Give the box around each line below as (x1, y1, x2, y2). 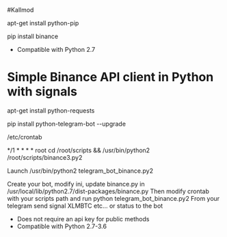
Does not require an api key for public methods (16, 214, 150, 223)
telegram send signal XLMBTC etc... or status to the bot (7, 201, 163, 210)
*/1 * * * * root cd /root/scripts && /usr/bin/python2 (7, 146, 150, 154)
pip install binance (7, 32, 59, 40)
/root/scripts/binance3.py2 (7, 153, 83, 161)
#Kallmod (7, 6, 34, 14)
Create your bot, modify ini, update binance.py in (7, 180, 145, 188)
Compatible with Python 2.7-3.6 (16, 222, 107, 230)
